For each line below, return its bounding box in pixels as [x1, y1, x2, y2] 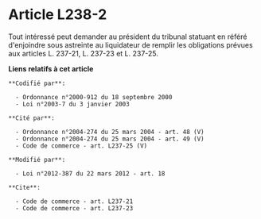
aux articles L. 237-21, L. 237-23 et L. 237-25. [8, 48, 159, 58]
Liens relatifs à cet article [8, 63, 94, 73]
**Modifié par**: [8, 156, 66, 163]
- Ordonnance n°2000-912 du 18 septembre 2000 [15, 93, 173, 101]
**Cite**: [8, 183, 41, 191]
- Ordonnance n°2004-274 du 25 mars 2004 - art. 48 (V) [15, 128, 205, 136]
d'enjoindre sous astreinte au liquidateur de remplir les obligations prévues [8, 40, 253, 49]
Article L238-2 [8, 6, 107, 24]
